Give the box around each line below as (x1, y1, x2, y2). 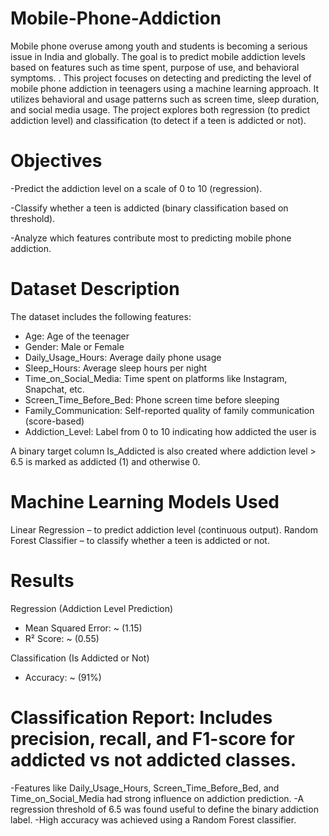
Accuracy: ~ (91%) (24, 671, 102, 683)
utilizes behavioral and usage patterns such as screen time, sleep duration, (10, 93, 320, 105)
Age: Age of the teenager (24, 330, 130, 342)
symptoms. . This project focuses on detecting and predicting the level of (10, 72, 312, 84)
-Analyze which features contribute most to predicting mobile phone (10, 232, 292, 244)
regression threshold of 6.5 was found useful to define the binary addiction (10, 803, 319, 815)
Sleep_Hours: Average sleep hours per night (24, 362, 208, 374)
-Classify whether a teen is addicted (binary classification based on (10, 202, 289, 214)
